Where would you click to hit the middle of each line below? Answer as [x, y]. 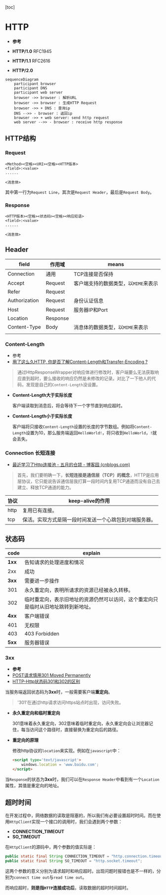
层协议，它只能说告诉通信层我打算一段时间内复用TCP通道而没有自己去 [89, 481]
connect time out [32, 877]
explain [91, 553]
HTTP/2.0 [22, 70]
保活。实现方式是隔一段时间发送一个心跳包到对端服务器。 [89, 520]
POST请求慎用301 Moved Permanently [51, 675]
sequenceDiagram [22, 79]
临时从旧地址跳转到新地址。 [62, 607]
